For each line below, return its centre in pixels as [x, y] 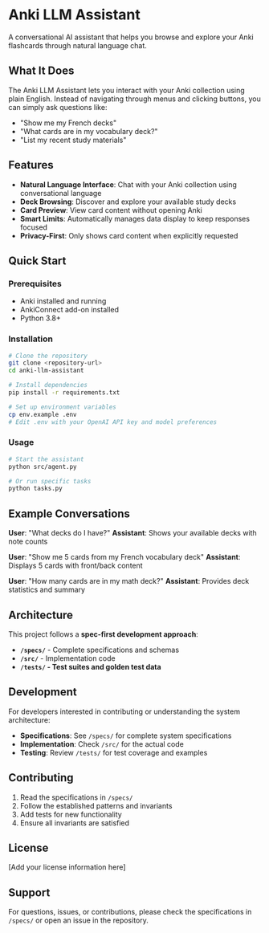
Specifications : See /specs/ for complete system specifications [126, 735]
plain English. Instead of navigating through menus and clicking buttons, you [134, 99]
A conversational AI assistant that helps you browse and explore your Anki [131, 37]
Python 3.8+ [41, 318]
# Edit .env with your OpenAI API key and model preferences [113, 422]
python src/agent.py [43, 467]
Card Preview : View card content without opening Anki [111, 210]
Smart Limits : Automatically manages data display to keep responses [135, 218]
